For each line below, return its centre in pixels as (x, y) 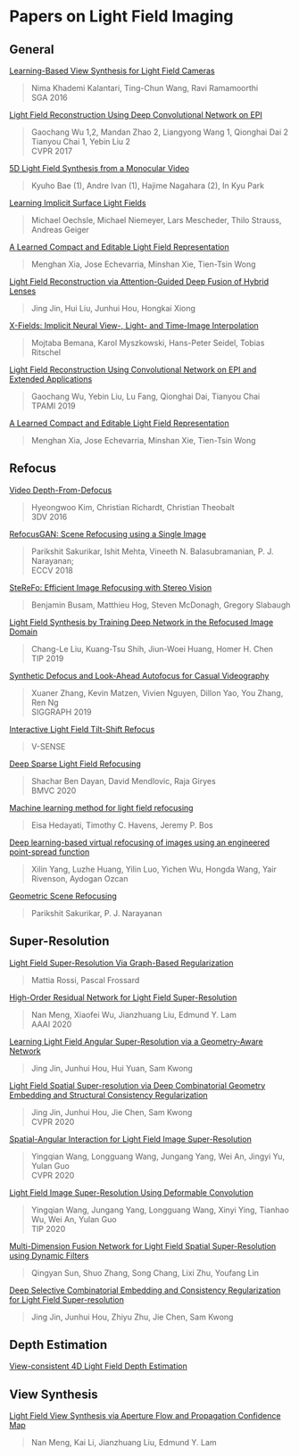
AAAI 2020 (51, 1024)
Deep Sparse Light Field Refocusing (75, 764)
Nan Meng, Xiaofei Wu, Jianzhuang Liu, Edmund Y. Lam (133, 1014)
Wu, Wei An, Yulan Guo (74, 1219)
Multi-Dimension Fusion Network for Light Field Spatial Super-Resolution (143, 1245)
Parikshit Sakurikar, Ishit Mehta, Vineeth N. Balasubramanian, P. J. (152, 551)
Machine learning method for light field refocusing (101, 807)
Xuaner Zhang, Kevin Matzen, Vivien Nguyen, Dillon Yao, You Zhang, (157, 692)
